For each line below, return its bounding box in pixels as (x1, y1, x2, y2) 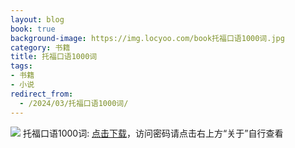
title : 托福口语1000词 (10, 52, 98, 62)
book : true (10, 24, 56, 34)
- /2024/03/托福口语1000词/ (19, 98, 129, 108)
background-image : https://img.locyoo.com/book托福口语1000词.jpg (10, 33, 285, 43)
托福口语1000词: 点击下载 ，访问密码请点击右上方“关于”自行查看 (22, 127, 284, 139)
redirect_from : (10, 89, 74, 99)
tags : (10, 61, 33, 71)
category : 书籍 (10, 42, 71, 53)
